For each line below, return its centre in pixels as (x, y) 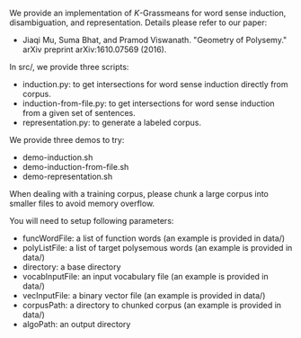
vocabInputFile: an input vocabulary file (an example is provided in (146, 276)
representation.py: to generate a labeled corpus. (112, 122)
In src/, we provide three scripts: (69, 67)
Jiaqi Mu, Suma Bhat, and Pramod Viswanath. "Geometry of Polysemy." (155, 40)
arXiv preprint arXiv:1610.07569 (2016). (94, 49)
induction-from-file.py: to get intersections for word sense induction (149, 103)
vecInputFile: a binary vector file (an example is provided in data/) (144, 295)
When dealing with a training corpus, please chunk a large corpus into (139, 194)
